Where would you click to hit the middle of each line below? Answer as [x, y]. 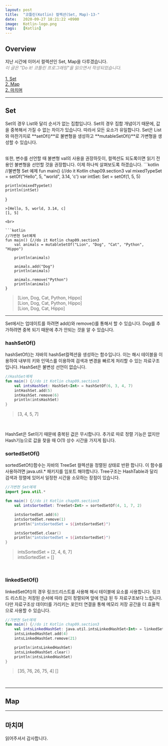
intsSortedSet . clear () [38, 533]
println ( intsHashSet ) [36, 400]
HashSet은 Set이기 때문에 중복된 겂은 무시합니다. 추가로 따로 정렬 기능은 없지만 [82, 434]
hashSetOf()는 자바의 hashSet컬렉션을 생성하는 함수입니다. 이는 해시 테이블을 [81, 354]
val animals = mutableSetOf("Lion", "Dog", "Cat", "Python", [79, 244]
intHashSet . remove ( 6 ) [36, 395]
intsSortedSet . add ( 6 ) [36, 514]
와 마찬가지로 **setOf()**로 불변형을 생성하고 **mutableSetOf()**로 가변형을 [81, 136]
